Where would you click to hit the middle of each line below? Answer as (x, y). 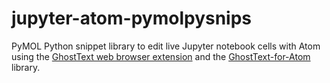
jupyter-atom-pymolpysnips (132, 18)
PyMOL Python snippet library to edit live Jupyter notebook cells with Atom (166, 46)
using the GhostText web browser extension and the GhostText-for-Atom (161, 56)
